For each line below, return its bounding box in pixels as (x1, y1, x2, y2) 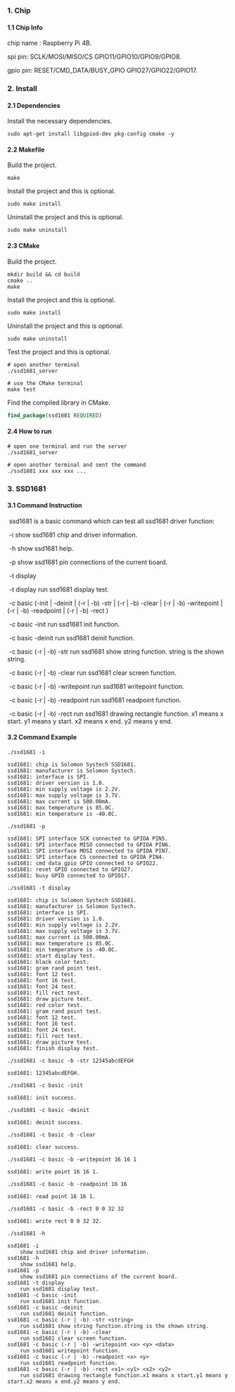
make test (7, 386, 37, 393)
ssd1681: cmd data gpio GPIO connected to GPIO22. (7, 860, 159, 867)
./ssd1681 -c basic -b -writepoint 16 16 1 (7, 1156, 137, 1164)
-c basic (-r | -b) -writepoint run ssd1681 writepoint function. (8, 682, 184, 690)
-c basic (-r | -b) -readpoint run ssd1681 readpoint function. (8, 695, 182, 704)
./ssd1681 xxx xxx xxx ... (7, 468, 87, 475)
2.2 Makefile (7, 145, 45, 154)
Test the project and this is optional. (7, 348, 111, 356)
